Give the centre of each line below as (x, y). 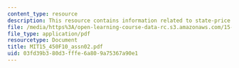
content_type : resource (43, 14)
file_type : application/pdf (49, 34)
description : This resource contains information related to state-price (119, 21)
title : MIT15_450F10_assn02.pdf (55, 47)
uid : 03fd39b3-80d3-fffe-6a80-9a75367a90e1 (73, 54)
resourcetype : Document (43, 40)
